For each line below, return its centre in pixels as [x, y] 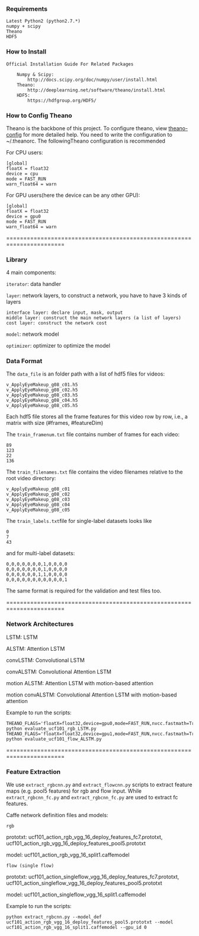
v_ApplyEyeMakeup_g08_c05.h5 [42, 406]
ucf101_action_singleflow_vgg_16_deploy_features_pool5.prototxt [84, 883]
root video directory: [31, 478]
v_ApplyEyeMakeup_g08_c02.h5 [42, 390]
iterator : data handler [33, 284]
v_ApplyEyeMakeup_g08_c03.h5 [42, 395]
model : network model [33, 334]
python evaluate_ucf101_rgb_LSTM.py [51, 729]
